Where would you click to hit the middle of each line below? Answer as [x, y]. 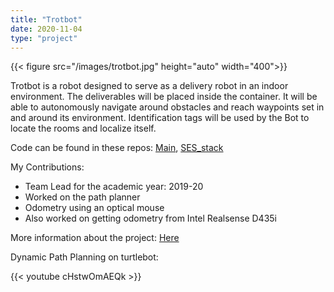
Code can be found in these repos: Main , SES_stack [117, 148]
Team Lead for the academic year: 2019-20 [114, 187]
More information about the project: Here [95, 238]
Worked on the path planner [82, 197]
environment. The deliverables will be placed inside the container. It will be [164, 97]
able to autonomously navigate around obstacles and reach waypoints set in [167, 107]
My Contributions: [47, 167]
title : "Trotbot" [46, 19]
